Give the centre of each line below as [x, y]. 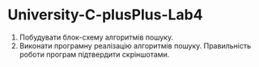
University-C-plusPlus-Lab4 [105, 15]
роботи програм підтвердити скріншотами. [94, 54]
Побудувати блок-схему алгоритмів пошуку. [96, 37]
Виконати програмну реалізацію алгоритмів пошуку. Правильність [135, 45]
